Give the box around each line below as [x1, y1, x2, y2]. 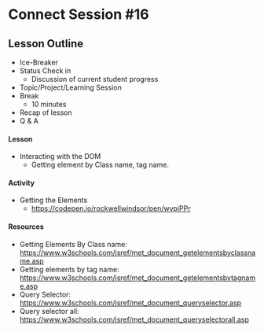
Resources [8, 222, 45, 231]
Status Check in [19, 66, 71, 76]
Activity [8, 178, 35, 187]
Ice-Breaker [19, 57, 59, 67]
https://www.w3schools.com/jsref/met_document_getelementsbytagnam [19, 273, 256, 282]
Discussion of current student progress [31, 75, 159, 83]
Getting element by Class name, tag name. [31, 160, 169, 170]
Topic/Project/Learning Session [19, 83, 122, 92]
